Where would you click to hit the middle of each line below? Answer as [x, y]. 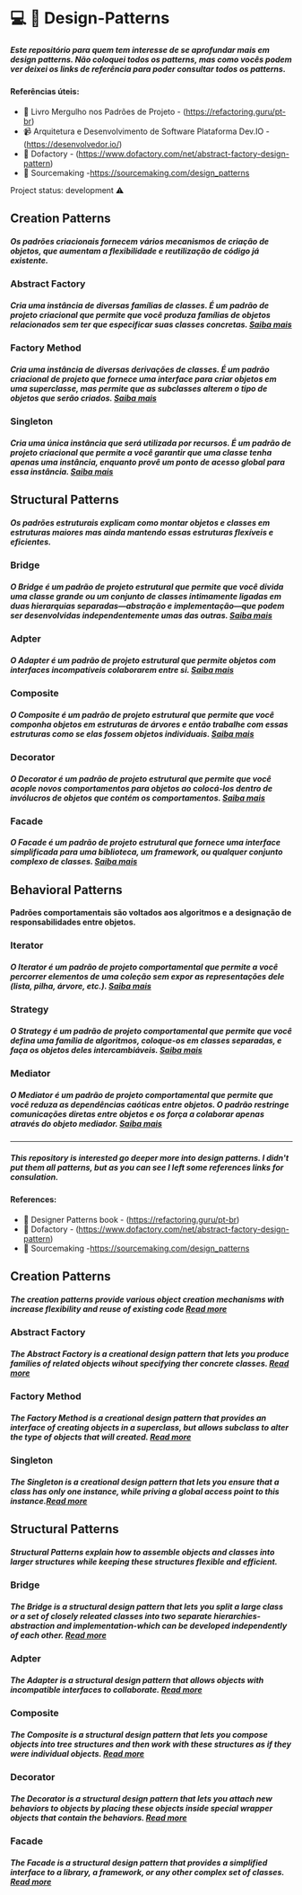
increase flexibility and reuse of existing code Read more [119, 1308]
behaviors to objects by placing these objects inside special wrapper [142, 1808]
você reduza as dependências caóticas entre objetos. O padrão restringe [150, 1104]
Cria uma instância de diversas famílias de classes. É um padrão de [140, 305]
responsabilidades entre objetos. [73, 922]
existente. [29, 260]
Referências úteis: [45, 92]
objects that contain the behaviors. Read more [99, 1818]
